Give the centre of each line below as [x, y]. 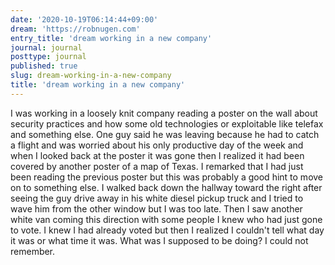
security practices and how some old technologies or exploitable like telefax [167, 123]
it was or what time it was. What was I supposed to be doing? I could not [159, 240]
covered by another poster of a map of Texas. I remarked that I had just [157, 166]
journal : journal [46, 47]
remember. [33, 251]
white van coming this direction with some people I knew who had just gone [166, 219]
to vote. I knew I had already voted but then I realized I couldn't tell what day [167, 230]
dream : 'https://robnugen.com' [75, 29]
